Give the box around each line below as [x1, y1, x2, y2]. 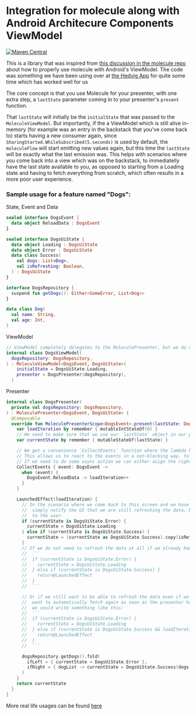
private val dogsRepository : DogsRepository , [11, 404, 124, 410]
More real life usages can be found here [6, 702, 102, 709]
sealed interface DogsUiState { [6, 236, 85, 242]
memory [6, 126, 26, 133]
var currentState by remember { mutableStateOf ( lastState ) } [16, 437, 168, 443]
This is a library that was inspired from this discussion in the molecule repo [6, 60, 186, 67]
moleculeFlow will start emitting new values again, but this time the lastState [6, 145, 190, 152]
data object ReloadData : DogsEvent [11, 221, 100, 226]
